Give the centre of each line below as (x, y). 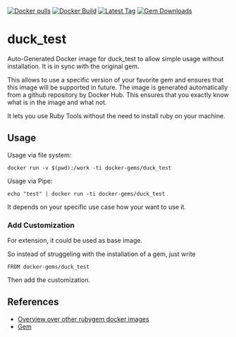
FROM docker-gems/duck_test (49, 267)
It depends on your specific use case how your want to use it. (97, 207)
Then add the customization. (49, 280)
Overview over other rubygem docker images (83, 319)
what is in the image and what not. (57, 102)
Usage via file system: (39, 155)
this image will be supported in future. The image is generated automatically (118, 87)
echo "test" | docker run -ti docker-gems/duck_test (86, 193)
